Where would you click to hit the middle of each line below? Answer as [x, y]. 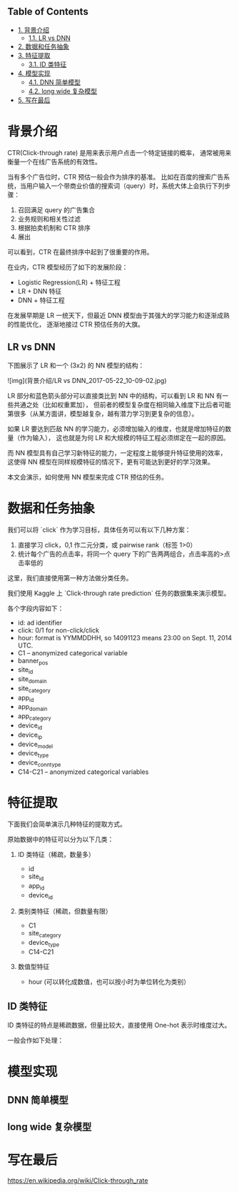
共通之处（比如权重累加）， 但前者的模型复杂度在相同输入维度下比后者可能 [122, 404]
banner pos [33, 661]
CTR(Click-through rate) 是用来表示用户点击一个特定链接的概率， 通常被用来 [119, 152]
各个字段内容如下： [36, 608]
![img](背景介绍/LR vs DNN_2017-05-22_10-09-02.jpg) [87, 380]
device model [35, 745]
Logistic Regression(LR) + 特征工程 [69, 282]
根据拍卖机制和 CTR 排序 [54, 227]
